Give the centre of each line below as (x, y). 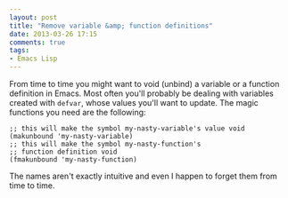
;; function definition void (63, 152)
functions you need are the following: (78, 112)
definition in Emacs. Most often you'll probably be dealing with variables (141, 93)
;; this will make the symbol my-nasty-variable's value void (127, 129)
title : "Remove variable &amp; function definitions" (111, 26)
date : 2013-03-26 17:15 (53, 34)
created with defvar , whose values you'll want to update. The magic (134, 103)
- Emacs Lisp (33, 59)
